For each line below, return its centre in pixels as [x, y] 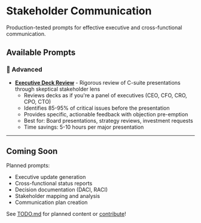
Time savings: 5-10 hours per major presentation [84, 127]
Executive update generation [50, 177]
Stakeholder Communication [79, 11]
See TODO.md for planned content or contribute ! [66, 214]
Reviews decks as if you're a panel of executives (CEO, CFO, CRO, [105, 95]
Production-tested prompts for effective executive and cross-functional [94, 27]
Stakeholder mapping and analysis [57, 196]
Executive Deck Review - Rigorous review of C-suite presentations [98, 82]
